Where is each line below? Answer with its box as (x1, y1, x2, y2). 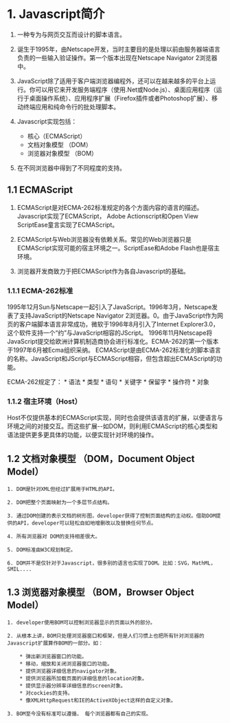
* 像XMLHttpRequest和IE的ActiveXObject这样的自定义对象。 (19, 697, 176, 704)
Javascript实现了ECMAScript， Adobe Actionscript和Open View (16, 211, 199, 220)
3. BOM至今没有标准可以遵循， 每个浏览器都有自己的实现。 (7, 710, 152, 717)
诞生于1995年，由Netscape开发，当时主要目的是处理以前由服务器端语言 (16, 45, 221, 53)
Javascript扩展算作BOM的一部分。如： (7, 640, 104, 647)
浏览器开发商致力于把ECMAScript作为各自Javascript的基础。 (16, 266, 190, 275)
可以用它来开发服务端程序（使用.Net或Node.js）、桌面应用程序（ (35, 85, 216, 94)
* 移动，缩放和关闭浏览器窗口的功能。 (19, 660, 113, 667)
